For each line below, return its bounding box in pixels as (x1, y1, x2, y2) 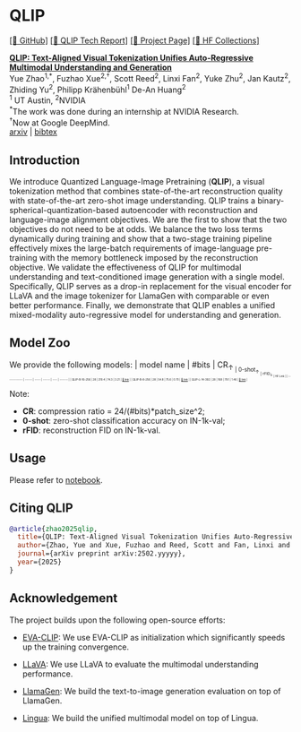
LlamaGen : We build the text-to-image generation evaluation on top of (21, 685, 281, 696)
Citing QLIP (9, 501, 73, 516)
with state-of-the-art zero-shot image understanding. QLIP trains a (9, 195, 256, 206)
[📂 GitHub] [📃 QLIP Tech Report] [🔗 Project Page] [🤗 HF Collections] (9, 35, 260, 46)
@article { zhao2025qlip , (9, 524, 99, 533)
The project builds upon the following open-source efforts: (9, 615, 226, 625)
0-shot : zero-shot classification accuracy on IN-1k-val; (21, 415, 226, 426)
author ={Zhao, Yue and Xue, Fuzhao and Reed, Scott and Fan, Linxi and (17, 541, 291, 550)
